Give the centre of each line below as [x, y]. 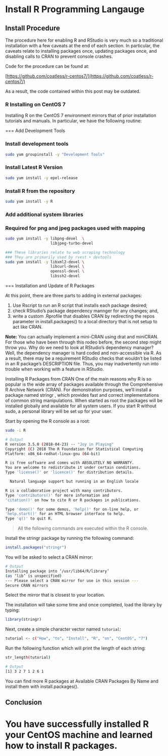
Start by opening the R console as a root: [48, 421]
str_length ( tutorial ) [28, 658]
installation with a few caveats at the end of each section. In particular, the [82, 46]
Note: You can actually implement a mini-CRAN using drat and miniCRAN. [82, 337]
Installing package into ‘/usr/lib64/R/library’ [57, 571]
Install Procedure [33, 28]
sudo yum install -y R [29, 201]
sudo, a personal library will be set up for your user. [59, 411]
